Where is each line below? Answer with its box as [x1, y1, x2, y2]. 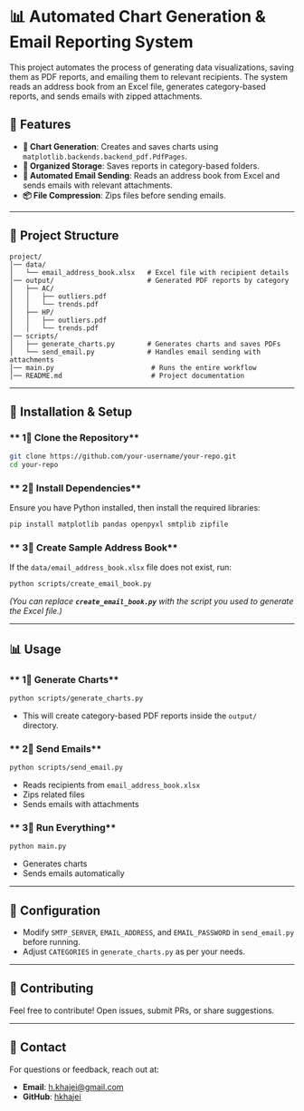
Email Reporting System [9, 32, 194, 53]
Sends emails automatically [22, 868, 125, 879]
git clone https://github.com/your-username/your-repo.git [9, 452, 237, 462]
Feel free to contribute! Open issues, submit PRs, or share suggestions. [9, 1005, 275, 1016]
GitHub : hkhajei [22, 1091, 81, 1102]
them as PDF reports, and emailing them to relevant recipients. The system [9, 71, 288, 82]
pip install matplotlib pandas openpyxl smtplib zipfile [9, 520, 229, 530]
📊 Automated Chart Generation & [9, 6, 267, 27]
